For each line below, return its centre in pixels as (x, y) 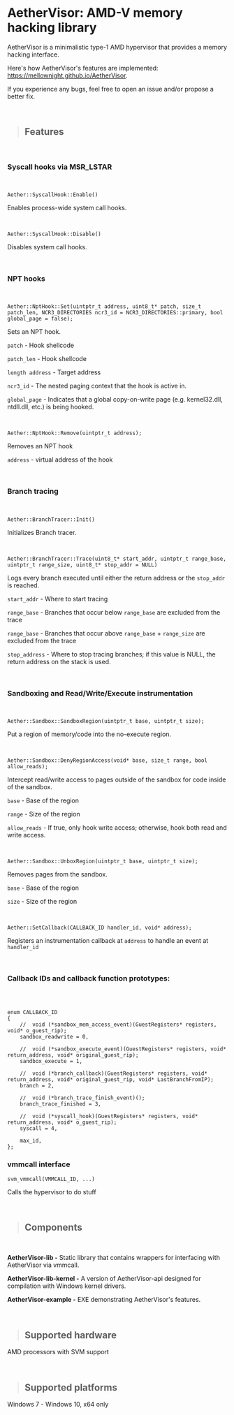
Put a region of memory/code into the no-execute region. (89, 734)
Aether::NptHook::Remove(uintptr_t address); (74, 433)
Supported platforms (71, 1387)
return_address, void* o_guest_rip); (62, 1122)
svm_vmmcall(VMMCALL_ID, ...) (51, 1179)
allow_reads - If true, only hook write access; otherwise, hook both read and (117, 827)
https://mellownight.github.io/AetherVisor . (67, 75)
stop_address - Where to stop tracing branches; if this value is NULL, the (111, 654)
